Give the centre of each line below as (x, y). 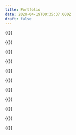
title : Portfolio (23, 10)
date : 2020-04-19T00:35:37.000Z (38, 14)
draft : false (18, 19)
